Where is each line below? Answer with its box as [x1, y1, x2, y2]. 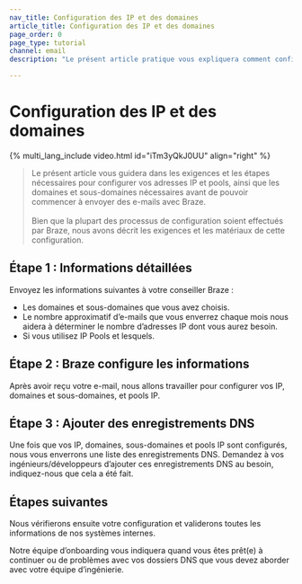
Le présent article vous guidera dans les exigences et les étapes [31, 167, 271, 178]
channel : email [9, 47, 67, 56]
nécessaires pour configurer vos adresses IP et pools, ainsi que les [31, 177, 280, 188]
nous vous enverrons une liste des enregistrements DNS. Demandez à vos [9, 449, 285, 460]
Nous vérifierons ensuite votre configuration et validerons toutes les [9, 518, 262, 529]
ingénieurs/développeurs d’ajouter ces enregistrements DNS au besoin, [9, 459, 274, 470]
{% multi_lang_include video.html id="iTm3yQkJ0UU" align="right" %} [9, 150, 271, 161]
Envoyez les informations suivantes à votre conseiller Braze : [9, 284, 234, 295]
